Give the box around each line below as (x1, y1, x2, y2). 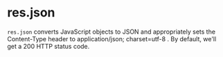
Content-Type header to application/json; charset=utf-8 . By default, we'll (7, 34, 217, 43)
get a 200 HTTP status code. (7, 42, 90, 50)
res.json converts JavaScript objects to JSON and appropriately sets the (7, 27, 216, 36)
